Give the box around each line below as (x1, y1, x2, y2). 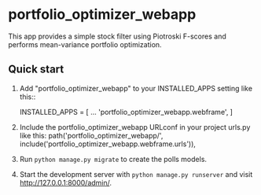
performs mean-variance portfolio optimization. (8, 39, 163, 49)
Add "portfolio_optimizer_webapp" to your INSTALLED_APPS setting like (19, 83, 253, 93)
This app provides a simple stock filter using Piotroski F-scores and (8, 31, 226, 41)
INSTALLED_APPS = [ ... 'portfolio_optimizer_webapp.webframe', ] (19, 107, 233, 116)
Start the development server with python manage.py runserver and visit (19, 169, 253, 178)
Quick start (8, 63, 64, 76)
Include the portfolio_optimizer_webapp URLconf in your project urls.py (19, 122, 251, 131)
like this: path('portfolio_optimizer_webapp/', (19, 131, 164, 140)
